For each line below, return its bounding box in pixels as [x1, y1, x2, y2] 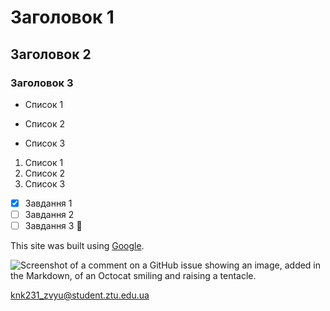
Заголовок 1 [10, 6, 115, 29]
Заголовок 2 [10, 46, 92, 63]
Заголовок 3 [10, 76, 74, 90]
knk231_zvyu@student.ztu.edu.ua [10, 289, 150, 301]
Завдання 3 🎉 [24, 220, 83, 231]
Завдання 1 [24, 197, 73, 209]
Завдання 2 [24, 208, 75, 220]
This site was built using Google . [10, 240, 145, 252]
